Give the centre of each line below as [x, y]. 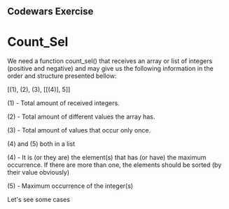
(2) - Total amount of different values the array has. [81, 117]
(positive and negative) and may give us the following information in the [110, 69]
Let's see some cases [39, 200]
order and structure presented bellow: [62, 76]
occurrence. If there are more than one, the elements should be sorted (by [114, 165]
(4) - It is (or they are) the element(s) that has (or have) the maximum [107, 158]
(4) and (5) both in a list [41, 144]
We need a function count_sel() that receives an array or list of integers [110, 61]
